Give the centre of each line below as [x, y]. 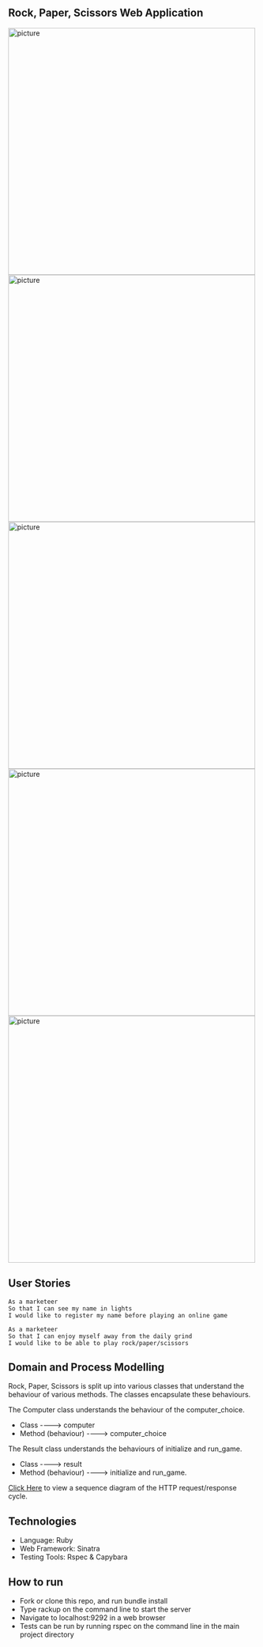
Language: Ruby [46, 1540]
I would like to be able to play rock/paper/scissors [99, 1343]
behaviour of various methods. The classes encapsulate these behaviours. [130, 1395]
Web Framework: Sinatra [60, 1549]
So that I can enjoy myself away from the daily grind [100, 1336]
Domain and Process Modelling [86, 1368]
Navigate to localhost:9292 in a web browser [92, 1618]
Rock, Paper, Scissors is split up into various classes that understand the [126, 1386]
